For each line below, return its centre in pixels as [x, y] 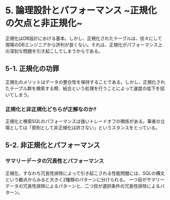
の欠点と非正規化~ [44, 23]
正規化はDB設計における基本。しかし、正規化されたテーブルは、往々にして [84, 38]
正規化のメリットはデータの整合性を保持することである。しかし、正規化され [85, 82]
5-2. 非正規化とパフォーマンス [53, 145]
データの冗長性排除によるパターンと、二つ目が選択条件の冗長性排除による [83, 186]
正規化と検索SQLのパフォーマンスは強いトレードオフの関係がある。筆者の [83, 121]
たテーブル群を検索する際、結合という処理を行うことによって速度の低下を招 [85, 88]
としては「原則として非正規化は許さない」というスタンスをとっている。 [85, 128]
